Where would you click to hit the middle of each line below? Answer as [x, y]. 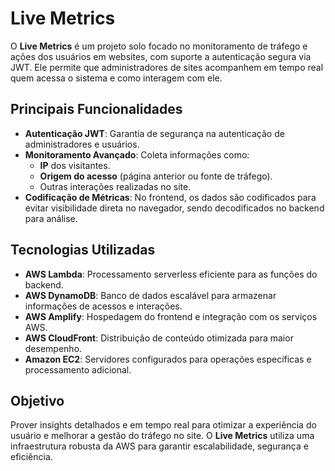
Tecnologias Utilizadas [83, 250]
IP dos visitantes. [75, 165]
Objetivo [37, 400]
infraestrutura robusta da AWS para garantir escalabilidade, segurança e [159, 446]
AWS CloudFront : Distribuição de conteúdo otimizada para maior [159, 338]
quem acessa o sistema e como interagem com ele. [116, 78]
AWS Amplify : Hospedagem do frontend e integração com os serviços [171, 316]
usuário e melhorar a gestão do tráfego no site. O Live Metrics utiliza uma [162, 436]
